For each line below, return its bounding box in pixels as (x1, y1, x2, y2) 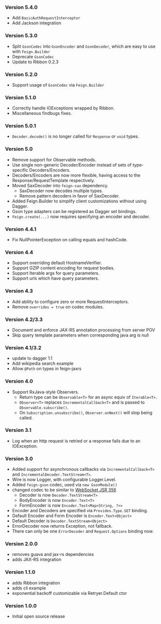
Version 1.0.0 (5, 602, 37, 609)
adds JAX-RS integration (12, 556, 62, 563)
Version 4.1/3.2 (5, 344, 42, 351)
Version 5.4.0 (5, 4, 38, 11)
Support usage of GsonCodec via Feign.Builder (12, 82, 104, 88)
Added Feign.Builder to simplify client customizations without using (12, 198, 147, 204)
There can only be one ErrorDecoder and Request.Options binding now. (12, 528, 154, 534)
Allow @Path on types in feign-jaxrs (12, 366, 81, 372)
